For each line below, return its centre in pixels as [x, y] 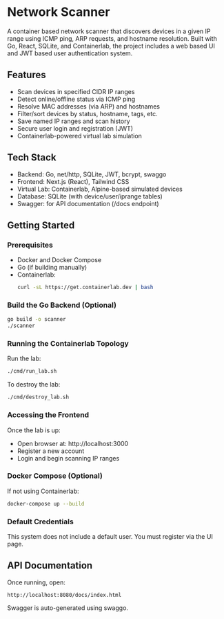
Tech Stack [32, 157]
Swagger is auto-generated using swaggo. [68, 608]
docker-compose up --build [46, 503]
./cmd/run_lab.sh [32, 371]
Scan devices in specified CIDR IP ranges [76, 91]
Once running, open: [36, 582]
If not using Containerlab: [43, 491]
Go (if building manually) [52, 268]
